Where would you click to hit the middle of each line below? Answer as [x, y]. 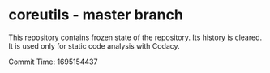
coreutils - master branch [96, 15]
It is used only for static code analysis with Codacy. [94, 45]
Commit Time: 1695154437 [53, 62]
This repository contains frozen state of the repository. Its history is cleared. [135, 37]
